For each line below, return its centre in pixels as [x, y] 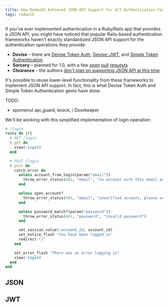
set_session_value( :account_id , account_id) [65, 230]
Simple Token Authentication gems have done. [53, 90]
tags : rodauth [20, 14]
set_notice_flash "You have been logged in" [65, 235]
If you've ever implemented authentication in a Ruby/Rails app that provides [83, 28]
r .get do [19, 143]
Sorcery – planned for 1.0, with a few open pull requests [70, 65]
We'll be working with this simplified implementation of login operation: [78, 119]
